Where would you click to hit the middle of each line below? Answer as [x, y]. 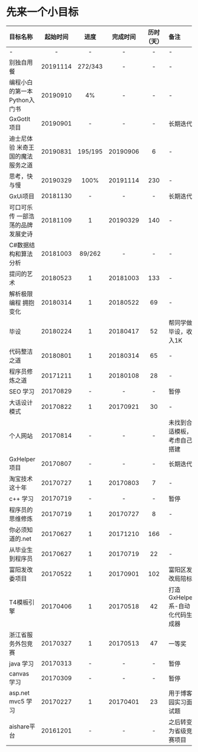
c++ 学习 [22, 499]
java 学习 [22, 663]
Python [19, 100]
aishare [19, 727]
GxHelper [22, 459]
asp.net [19, 693]
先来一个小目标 [42, 12]
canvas [19, 673]
